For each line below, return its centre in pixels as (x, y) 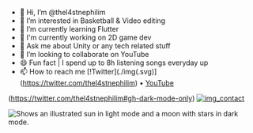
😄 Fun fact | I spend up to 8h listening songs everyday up (114, 63)
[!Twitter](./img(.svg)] (122, 72)
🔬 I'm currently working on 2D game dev (85, 37)
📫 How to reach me (52, 72)
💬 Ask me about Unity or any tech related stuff (95, 46)
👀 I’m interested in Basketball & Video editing (93, 21)
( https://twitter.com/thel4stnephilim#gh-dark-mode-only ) (102, 98)
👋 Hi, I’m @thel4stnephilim (62, 12)
